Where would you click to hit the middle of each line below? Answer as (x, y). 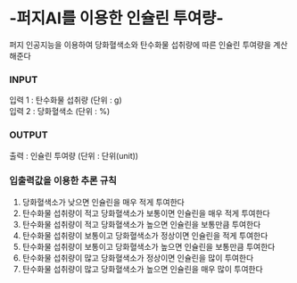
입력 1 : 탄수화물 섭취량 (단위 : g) (66, 100)
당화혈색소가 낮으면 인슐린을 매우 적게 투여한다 (103, 202)
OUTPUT (29, 135)
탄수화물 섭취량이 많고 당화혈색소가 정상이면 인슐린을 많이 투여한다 (138, 258)
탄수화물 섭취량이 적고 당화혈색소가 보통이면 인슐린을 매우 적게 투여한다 (146, 213)
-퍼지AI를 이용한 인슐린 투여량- (116, 18)
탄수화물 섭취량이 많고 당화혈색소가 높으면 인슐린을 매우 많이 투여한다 (142, 269)
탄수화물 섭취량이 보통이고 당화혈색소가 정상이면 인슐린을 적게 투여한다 (145, 235)
